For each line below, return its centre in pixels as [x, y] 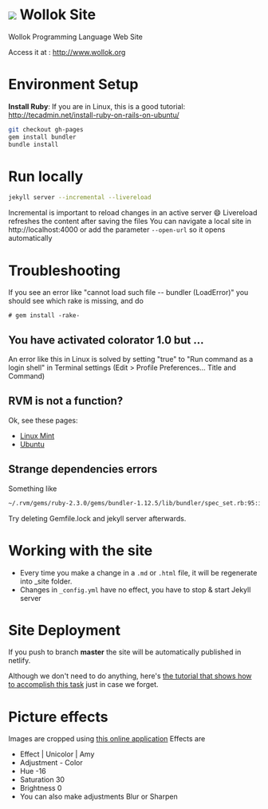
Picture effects [59, 717]
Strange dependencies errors [83, 469]
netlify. [20, 661]
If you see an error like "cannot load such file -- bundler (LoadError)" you [128, 293]
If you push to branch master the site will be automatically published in [125, 652]
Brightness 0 [41, 788]
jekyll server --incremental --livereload [80, 198]
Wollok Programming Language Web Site [76, 37]
